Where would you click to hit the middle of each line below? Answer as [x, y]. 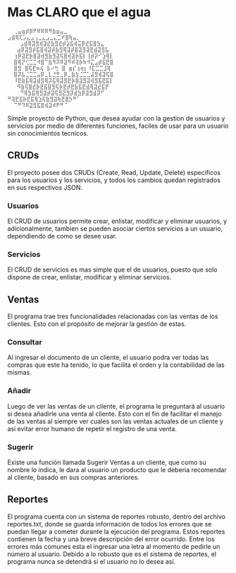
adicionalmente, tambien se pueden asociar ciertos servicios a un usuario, [115, 229]
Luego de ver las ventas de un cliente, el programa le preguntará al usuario [116, 406]
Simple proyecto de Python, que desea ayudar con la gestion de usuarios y [116, 118]
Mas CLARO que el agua [79, 12]
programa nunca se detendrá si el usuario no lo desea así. [92, 561]
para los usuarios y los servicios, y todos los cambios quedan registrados [114, 180]
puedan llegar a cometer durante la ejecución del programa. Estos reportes [116, 531]
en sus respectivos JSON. [45, 187]
